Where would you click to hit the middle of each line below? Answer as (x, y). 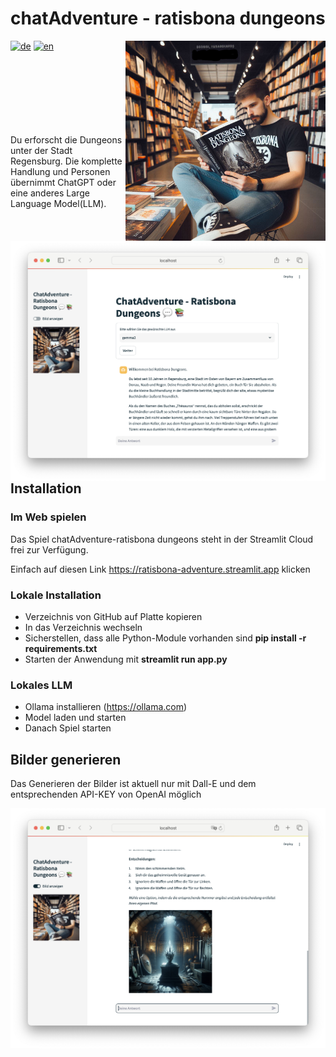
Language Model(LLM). (58, 203)
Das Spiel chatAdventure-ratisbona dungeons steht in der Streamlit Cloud (162, 539)
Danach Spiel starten (68, 728)
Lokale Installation (56, 595)
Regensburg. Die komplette (66, 161)
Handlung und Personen (60, 171)
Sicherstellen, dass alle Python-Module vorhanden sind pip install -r (165, 638)
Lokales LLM (41, 685)
